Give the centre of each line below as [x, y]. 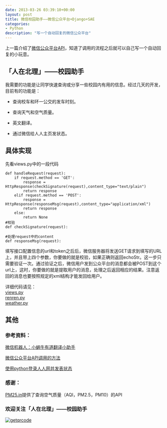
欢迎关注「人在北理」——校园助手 [46, 409]
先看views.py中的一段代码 [32, 164]
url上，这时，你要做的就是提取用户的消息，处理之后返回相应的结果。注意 [80, 270]
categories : [17, 24]
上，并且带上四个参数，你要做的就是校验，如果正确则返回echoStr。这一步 [81, 257]
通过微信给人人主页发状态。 [41, 133]
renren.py [15, 297]
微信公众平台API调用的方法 [33, 358]
